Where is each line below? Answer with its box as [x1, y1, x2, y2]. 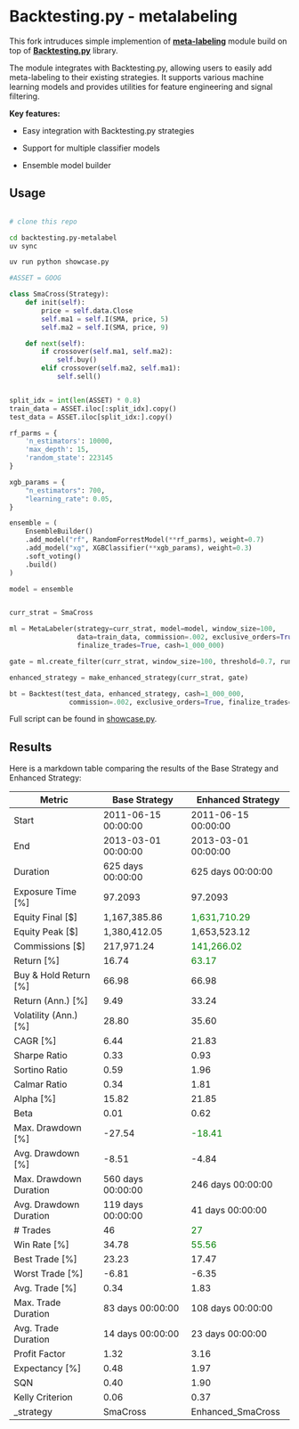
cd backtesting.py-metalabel [9, 233, 117, 242]
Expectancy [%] [13, 1362, 82, 1375]
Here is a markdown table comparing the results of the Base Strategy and [9, 763, 279, 774]
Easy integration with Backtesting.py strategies [21, 125, 195, 135]
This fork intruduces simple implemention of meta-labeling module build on [9, 36, 287, 46]
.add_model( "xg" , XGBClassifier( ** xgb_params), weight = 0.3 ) [25, 543, 253, 552]
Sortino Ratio [13, 1064, 69, 1076]
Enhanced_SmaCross [190, 1406, 280, 1418]
